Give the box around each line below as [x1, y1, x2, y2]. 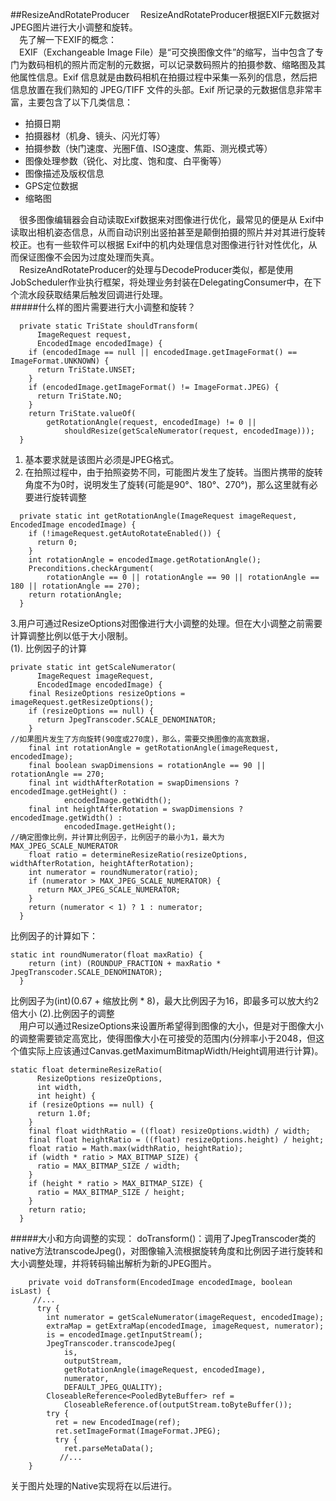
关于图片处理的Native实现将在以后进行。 [10, 1480, 178, 1492]
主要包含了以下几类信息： [27, 96, 133, 108]
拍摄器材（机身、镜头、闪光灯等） [24, 130, 166, 142]
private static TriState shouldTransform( [19, 321, 199, 331]
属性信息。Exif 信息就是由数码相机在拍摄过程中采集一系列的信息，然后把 [18, 71, 318, 83]
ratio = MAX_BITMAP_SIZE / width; [36, 1161, 182, 1171]
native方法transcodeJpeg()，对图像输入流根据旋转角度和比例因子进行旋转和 [10, 1245, 323, 1257]
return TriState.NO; [36, 391, 123, 401]
